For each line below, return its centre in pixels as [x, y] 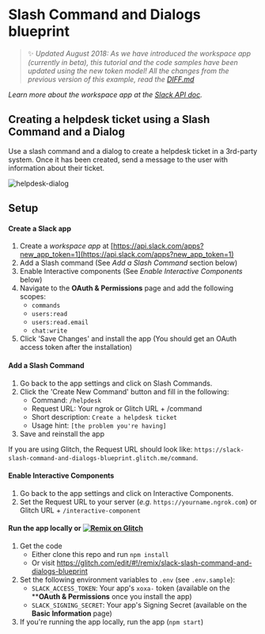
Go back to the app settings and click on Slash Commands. [116, 383]
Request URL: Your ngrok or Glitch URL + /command [117, 408]
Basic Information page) [72, 613]
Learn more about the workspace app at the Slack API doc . [106, 94]
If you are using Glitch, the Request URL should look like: [100, 449]
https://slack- [219, 450]
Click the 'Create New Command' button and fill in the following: [124, 391]
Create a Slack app [40, 229]
